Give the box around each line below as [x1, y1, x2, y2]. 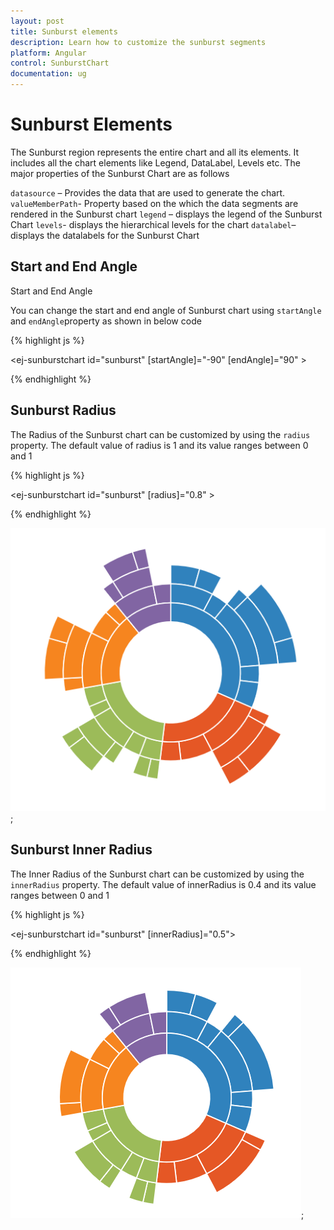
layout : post [10, 16, 65, 26]
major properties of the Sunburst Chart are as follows [10, 167, 230, 179]
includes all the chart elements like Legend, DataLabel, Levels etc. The [10, 156, 301, 169]
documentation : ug [10, 69, 87, 79]
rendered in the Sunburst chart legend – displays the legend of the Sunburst [10, 208, 323, 220]
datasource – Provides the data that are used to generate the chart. [10, 186, 286, 199]
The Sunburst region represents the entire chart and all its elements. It [10, 146, 300, 158]
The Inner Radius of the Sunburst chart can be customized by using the [10, 868, 305, 880]
